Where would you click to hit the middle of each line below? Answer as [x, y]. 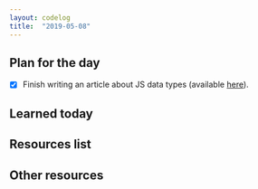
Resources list [51, 144]
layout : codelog [40, 18]
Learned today [51, 113]
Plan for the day [55, 63]
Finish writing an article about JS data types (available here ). [135, 85]
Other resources [57, 175]
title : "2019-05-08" [50, 26]
